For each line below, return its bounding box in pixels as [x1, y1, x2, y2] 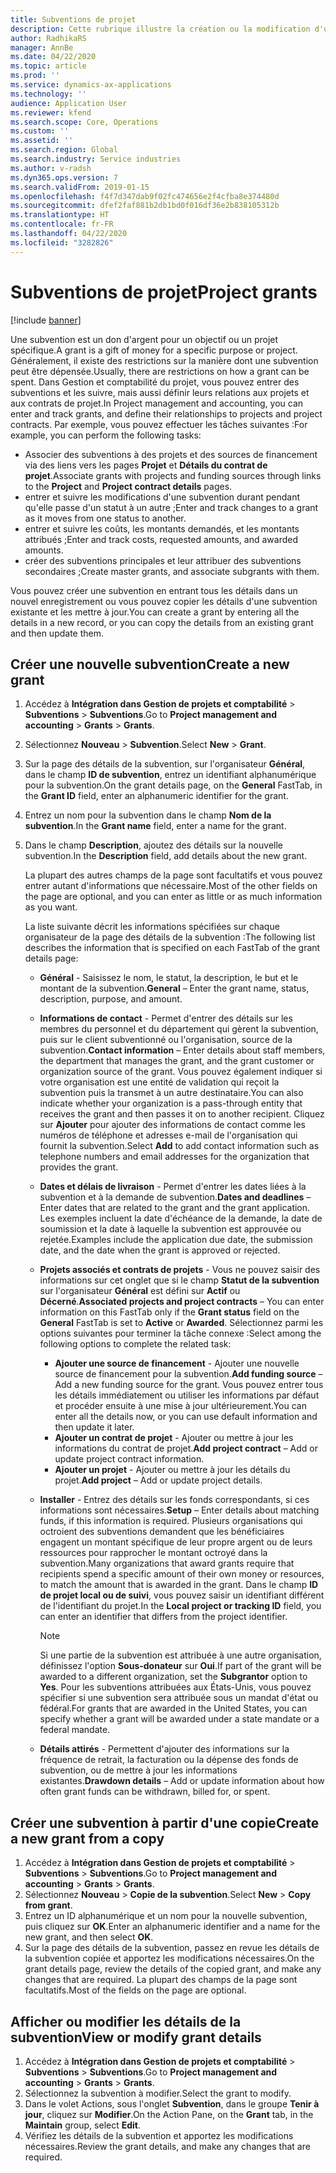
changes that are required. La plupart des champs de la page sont [24, 1974, 298, 1986]
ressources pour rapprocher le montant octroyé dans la [39, 1547, 268, 1559]
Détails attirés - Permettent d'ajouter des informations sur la [39, 1743, 290, 1755]
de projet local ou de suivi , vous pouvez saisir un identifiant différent [39, 1589, 325, 1601]
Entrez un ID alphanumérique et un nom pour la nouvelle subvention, [24, 1910, 308, 1922]
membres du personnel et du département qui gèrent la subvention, [39, 1023, 319, 1035]
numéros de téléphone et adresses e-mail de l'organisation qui [39, 1129, 298, 1141]
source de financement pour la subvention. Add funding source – [54, 1368, 323, 1380]
